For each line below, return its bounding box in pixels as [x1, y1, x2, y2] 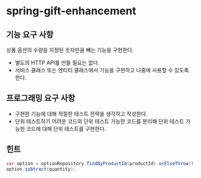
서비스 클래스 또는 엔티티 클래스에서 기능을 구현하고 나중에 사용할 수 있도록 [14, 67, 190, 73]
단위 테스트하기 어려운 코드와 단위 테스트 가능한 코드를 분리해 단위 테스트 [14, 118, 184, 125]
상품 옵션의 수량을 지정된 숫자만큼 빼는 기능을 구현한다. [6, 47, 134, 53]
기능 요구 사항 [6, 29, 54, 39]
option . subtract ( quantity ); [6, 166, 77, 172]
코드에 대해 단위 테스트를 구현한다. [26, 125, 106, 132]
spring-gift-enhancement [6, 4, 136, 18]
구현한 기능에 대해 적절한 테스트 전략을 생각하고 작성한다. [14, 110, 148, 117]
